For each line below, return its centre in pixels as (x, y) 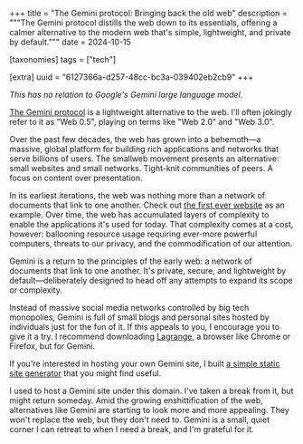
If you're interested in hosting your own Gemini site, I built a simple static (145, 363)
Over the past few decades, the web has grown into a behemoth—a (135, 139)
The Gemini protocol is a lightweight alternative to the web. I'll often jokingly (151, 112)
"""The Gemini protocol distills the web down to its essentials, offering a (143, 23)
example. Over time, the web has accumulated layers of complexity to (139, 215)
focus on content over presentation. (76, 178)
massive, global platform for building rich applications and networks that (144, 149)
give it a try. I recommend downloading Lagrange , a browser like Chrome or (150, 336)
